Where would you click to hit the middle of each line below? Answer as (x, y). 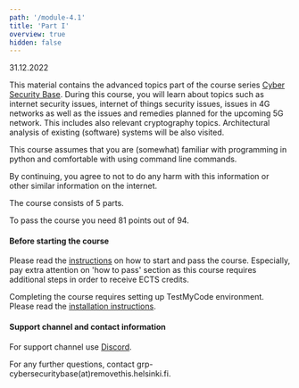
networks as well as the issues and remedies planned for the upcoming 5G (146, 113)
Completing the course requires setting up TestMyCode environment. (137, 297)
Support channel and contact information (88, 327)
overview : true (37, 34)
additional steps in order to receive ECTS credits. (99, 280)
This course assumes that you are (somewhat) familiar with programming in (148, 150)
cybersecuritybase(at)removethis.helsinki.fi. (90, 373)
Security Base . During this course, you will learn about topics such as (137, 95)
